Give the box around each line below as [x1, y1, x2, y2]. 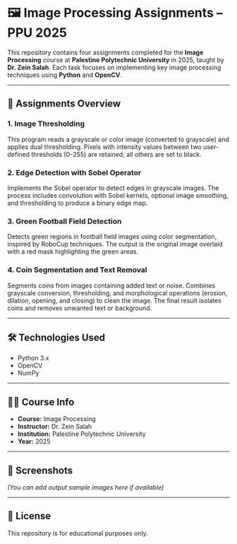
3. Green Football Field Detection [7, 216, 122, 226]
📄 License [7, 510, 51, 522]
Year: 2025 [17, 437, 51, 446]
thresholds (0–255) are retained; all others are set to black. [31, 150, 202, 158]
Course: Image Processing [17, 415, 97, 423]
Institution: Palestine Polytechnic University [17, 430, 146, 438]
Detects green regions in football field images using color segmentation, [7, 232, 217, 241]
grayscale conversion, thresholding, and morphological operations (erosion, [7, 288, 228, 297]
